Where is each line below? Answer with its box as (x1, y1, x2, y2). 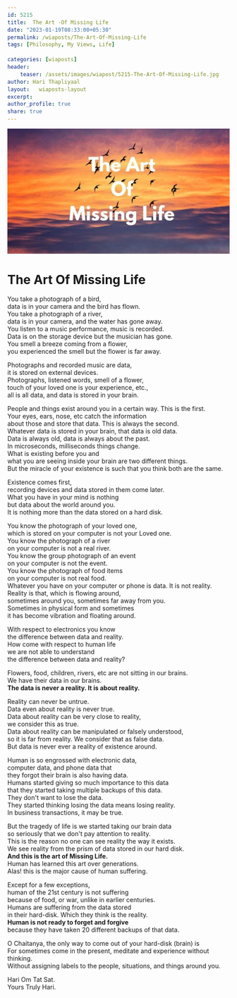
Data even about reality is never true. (7, 705, 115, 713)
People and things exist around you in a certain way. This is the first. (7, 405, 206, 413)
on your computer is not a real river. (7, 544, 111, 553)
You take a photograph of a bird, (7, 295, 102, 303)
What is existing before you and (7, 450, 100, 458)
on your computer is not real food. (7, 574, 107, 583)
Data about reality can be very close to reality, (7, 713, 141, 721)
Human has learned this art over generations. (7, 860, 139, 868)
